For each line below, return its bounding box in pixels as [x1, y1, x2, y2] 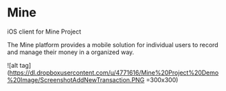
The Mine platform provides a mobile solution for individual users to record [7, 40, 218, 49]
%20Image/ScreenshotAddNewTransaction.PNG [7, 75, 145, 83]
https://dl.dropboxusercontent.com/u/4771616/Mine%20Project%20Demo [9, 68, 219, 77]
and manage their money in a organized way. [7, 48, 135, 56]
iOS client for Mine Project [7, 27, 82, 36]
